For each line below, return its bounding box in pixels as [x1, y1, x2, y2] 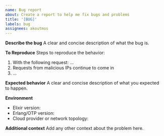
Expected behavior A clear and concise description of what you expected [5, 80, 159, 86]
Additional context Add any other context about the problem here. [5, 125, 144, 131]
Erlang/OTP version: [12, 110, 54, 116]
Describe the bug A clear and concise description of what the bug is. [5, 40, 149, 46]
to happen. [5, 85, 28, 91]
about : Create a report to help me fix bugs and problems [5, 12, 130, 17]
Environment [5, 95, 33, 101]
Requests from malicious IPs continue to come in [12, 65, 115, 71]
